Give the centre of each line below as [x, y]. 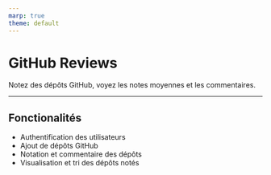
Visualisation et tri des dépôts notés [79, 163]
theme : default [34, 23]
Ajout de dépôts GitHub [59, 146]
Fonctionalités [45, 118]
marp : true [27, 16]
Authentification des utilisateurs [73, 137]
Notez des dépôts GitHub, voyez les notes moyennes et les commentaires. [132, 85]
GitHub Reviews [63, 63]
